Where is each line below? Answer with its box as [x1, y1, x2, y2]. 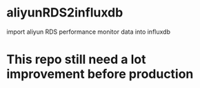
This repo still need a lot [6, 52, 146, 67]
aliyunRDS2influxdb [6, 5, 123, 21]
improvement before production [6, 67, 194, 82]
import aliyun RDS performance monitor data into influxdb [6, 27, 170, 36]
